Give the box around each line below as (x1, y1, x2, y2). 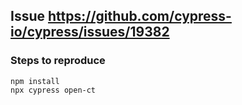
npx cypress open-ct (10, 85, 97, 95)
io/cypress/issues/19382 (10, 24, 170, 41)
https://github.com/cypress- (47, 8, 232, 25)
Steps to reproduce (10, 54, 106, 68)
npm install (10, 76, 60, 86)
